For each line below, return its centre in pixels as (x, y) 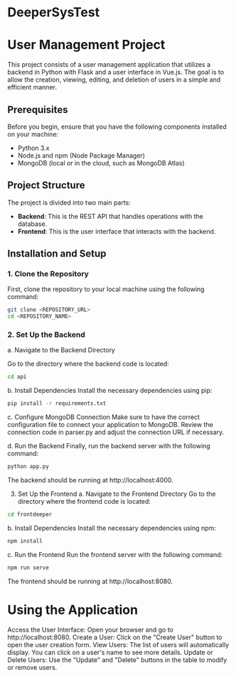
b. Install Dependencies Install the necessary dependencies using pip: (110, 391)
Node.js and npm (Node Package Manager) (81, 155)
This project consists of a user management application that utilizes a (109, 65)
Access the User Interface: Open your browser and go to (91, 629)
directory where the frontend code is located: (84, 502)
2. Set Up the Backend (46, 335)
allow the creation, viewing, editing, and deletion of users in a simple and (114, 80)
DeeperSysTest (54, 12)
